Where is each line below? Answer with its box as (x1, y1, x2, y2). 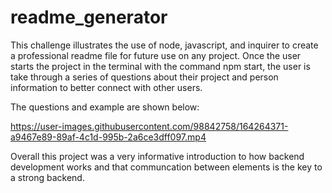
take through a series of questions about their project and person (10, 71, 279, 83)
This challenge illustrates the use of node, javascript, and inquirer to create (10, 39, 319, 51)
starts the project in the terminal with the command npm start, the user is (10, 60, 311, 72)
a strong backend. (10, 171, 85, 183)
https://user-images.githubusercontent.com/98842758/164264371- (10, 120, 289, 132)
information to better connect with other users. (10, 81, 203, 93)
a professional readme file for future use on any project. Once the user (10, 49, 302, 61)
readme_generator (10, 6, 168, 29)
